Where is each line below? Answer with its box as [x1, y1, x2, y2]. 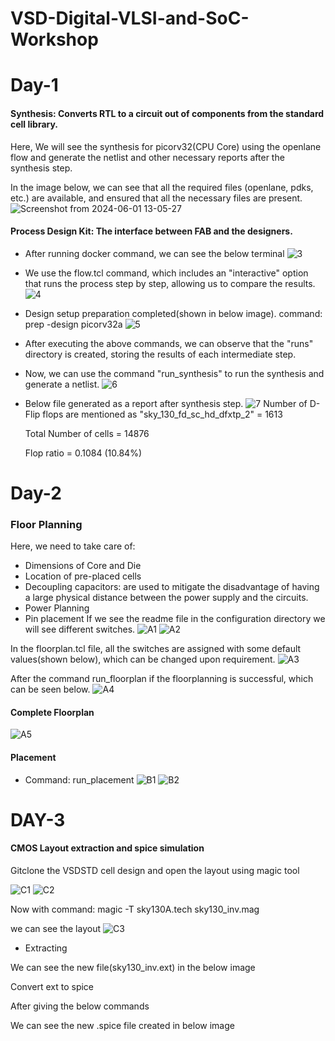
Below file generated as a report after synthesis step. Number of [24, 397, 308, 409]
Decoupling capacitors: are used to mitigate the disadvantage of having [24, 581, 320, 593]
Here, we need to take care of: [10, 540, 136, 552]
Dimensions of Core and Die [24, 560, 142, 572]
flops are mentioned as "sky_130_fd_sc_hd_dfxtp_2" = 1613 [42, 408, 283, 420]
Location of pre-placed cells [24, 570, 142, 582]
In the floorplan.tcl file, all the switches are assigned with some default [10, 643, 302, 655]
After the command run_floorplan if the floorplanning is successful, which [10, 673, 314, 685]
